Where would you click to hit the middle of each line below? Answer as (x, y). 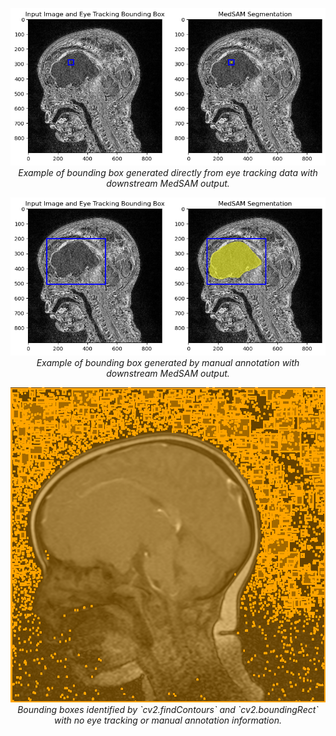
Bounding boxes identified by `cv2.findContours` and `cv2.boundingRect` (168, 709)
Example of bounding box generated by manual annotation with (168, 362)
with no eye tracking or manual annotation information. (168, 720)
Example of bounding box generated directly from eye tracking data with (168, 173)
